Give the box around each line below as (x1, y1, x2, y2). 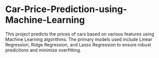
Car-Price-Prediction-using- (5, 4, 127, 15)
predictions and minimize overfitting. (5, 47, 82, 53)
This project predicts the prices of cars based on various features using (5, 31, 154, 37)
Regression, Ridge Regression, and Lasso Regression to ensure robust (5, 41, 151, 47)
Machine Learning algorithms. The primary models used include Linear (5, 36, 152, 42)
